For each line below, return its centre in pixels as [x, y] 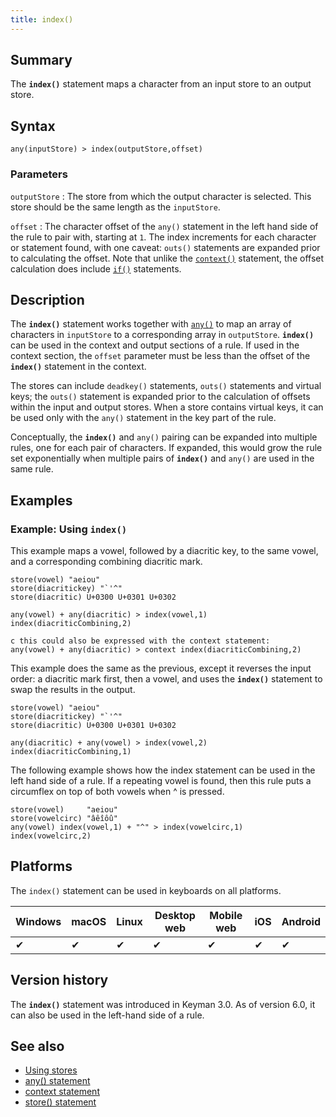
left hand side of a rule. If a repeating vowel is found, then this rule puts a [161, 781]
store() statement [60, 1102]
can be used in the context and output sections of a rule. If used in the [155, 345]
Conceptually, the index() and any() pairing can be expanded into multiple [164, 437]
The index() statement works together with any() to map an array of [151, 324]
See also [37, 1046]
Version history [59, 980]
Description [47, 299]
